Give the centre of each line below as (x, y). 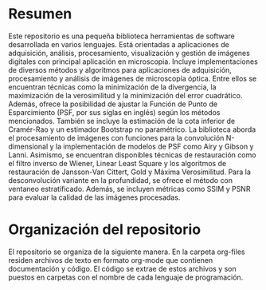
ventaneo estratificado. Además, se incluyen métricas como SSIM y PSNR (129, 189)
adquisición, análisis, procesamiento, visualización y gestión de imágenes (129, 53)
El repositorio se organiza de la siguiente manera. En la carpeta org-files (127, 252)
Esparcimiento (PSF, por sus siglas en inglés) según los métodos (114, 112)
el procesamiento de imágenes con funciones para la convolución (116, 137)
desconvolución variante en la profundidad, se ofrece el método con (121, 180)
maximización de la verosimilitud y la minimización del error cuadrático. (125, 95)
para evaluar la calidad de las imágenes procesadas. (94, 197)
